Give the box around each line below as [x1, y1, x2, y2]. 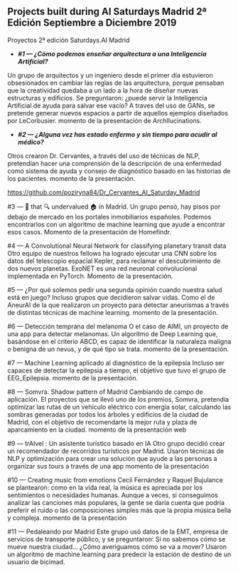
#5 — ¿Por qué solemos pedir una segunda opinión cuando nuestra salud [7, 285, 222, 294]
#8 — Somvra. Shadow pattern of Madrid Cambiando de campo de [7, 388, 204, 396]
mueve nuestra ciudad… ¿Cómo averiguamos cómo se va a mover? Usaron [7, 542, 227, 551]
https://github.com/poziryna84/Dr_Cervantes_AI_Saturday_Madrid [7, 188, 200, 197]
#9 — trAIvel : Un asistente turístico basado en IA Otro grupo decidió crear [7, 439, 225, 447]
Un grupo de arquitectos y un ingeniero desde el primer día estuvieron [7, 71, 213, 79]
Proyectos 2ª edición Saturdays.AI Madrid [7, 36, 130, 44]
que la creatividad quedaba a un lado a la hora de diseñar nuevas [7, 85, 199, 95]
